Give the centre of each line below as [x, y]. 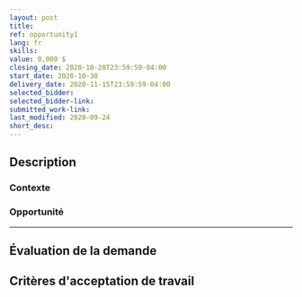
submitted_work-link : [50, 109]
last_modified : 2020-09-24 [60, 118]
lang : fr [26, 43]
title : [22, 26]
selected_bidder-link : [52, 101]
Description [43, 162]
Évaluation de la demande [83, 251]
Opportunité [37, 212]
